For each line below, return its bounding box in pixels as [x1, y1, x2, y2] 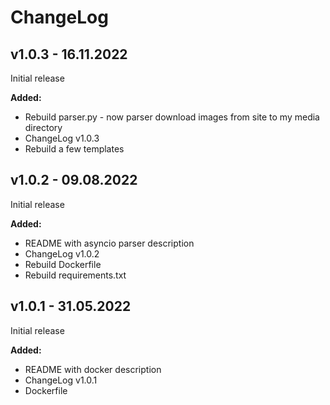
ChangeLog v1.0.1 [24, 374, 98, 386]
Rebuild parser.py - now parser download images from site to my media [24, 111, 320, 123]
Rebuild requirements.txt [24, 269, 127, 281]
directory [24, 122, 63, 133]
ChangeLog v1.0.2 [24, 247, 100, 260]
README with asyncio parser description [24, 237, 195, 249]
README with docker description [24, 363, 162, 375]
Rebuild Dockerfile [24, 258, 102, 270]
